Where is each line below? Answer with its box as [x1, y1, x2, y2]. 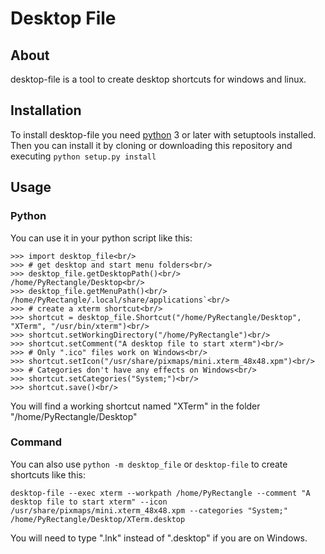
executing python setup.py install [10, 150, 157, 162]
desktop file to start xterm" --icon [10, 497, 168, 507]
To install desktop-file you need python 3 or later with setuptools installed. [10, 128, 317, 141]
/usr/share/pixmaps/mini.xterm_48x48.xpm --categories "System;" [10, 505, 288, 516]
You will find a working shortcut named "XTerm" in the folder [10, 400, 261, 412]
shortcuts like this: [10, 468, 86, 481]
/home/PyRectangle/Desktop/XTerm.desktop [10, 514, 186, 524]
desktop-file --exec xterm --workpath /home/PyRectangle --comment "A [10, 488, 311, 498]
